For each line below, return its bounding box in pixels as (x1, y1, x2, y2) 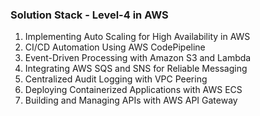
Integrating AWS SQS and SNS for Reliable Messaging (24, 63, 248, 75)
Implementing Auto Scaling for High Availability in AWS (24, 31, 251, 43)
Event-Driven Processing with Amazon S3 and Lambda (24, 52, 252, 64)
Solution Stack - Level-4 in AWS (10, 8, 169, 22)
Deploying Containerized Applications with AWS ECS (24, 84, 243, 96)
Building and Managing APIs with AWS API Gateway (24, 94, 238, 107)
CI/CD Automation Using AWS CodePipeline (24, 41, 206, 53)
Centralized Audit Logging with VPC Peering (24, 73, 208, 85)
